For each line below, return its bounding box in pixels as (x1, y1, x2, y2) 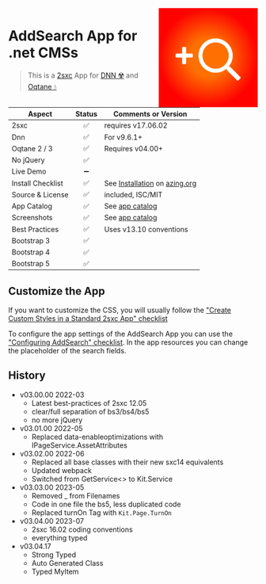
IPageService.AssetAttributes (31, 440, 128, 450)
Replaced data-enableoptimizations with (31, 432, 164, 441)
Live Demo (11, 166, 47, 177)
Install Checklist (11, 178, 63, 188)
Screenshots (11, 213, 53, 223)
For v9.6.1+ (104, 132, 142, 142)
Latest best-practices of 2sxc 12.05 (31, 398, 147, 407)
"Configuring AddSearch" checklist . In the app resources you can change (8, 338, 249, 347)
